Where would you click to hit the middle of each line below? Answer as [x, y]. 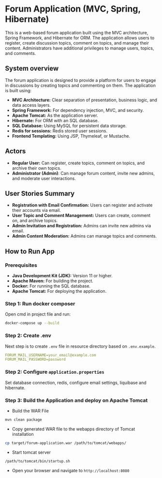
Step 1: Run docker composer [40, 303]
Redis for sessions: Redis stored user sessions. [60, 131]
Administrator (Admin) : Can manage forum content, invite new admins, [83, 173]
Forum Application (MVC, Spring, [73, 9]
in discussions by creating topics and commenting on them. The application [81, 85]
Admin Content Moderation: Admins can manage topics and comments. [84, 236]
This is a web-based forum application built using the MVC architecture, [77, 32]
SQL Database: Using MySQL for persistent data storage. [69, 126]
